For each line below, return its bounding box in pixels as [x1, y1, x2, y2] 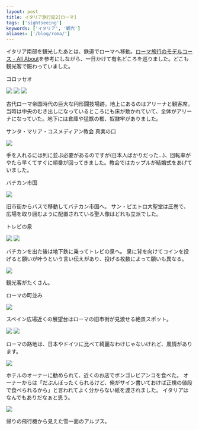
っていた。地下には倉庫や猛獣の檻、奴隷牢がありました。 [21, 115, 162, 123]
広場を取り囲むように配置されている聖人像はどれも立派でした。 [6, 211, 162, 218]
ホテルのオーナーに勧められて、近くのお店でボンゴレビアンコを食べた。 [6, 372, 182, 379]
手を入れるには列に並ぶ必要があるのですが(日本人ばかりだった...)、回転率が [6, 152, 191, 159]
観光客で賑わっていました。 [6, 63, 74, 70]
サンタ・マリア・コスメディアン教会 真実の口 [6, 128, 117, 135]
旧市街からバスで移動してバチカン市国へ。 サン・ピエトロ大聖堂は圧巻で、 [6, 203, 189, 210]
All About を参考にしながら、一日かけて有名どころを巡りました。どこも [17, 55, 190, 62]
